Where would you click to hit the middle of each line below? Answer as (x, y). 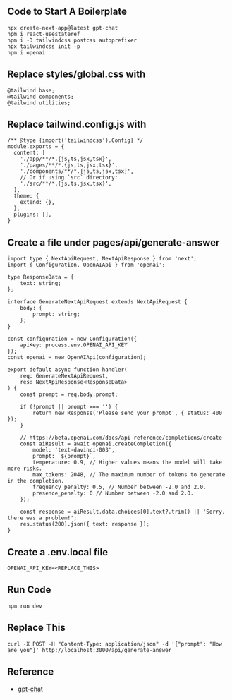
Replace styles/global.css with (77, 74)
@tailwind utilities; (39, 103)
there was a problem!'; (42, 518)
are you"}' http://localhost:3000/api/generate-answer (90, 650)
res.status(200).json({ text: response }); (85, 524)
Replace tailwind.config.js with (77, 125)
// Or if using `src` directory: (69, 178)
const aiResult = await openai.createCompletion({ (96, 444)
